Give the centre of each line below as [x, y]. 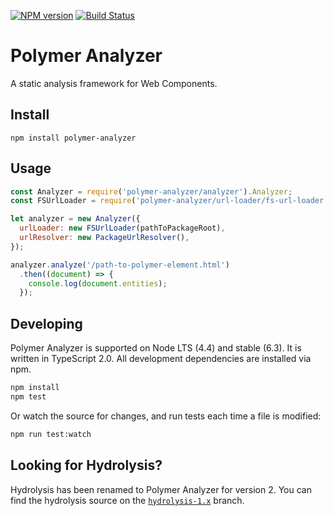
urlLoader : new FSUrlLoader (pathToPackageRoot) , [122, 228]
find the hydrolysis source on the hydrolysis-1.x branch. [127, 500]
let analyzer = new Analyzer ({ [75, 219]
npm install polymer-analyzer [73, 138]
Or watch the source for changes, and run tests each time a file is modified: [166, 416]
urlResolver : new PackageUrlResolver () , [104, 238]
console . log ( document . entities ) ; [98, 283]
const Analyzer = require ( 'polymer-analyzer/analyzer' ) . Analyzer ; [151, 191]
